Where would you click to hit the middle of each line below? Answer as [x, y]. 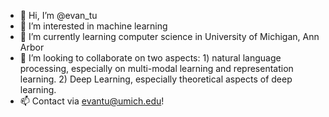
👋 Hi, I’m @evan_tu [58, 15]
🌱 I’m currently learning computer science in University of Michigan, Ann [169, 36]
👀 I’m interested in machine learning [93, 26]
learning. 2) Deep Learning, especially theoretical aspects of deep [156, 79]
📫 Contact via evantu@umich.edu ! [92, 101]
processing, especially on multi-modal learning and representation [156, 68]
